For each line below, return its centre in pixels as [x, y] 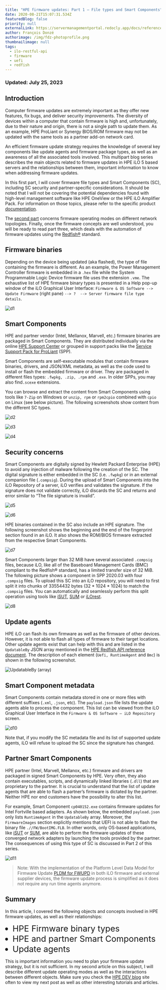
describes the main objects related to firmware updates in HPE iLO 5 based [82, 162]
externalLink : [20, 28]
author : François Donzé [30, 33]
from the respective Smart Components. [46, 540]
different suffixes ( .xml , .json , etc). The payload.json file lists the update [79, 702]
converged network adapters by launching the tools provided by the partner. [83, 838]
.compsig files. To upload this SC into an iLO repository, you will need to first [82, 581]
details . [14, 299]
